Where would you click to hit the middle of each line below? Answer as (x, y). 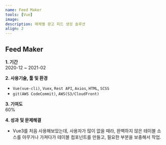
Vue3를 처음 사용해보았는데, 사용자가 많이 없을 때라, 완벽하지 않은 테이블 (84, 131)
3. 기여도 (14, 104)
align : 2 (14, 29)
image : (12, 19)
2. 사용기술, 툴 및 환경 (27, 78)
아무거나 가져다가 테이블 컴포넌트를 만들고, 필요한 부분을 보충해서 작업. (92, 137)
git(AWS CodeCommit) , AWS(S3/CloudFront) (56, 93)
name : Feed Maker (24, 10)
